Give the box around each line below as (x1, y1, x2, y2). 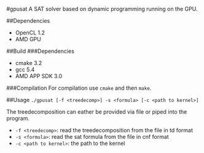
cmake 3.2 (15, 60, 42, 66)
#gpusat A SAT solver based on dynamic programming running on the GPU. (6, 6, 198, 12)
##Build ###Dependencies (6, 47, 75, 55)
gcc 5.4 (15, 66, 35, 73)
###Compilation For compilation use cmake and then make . (6, 84, 152, 92)
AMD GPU (15, 36, 41, 42)
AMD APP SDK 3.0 (15, 73, 63, 79)
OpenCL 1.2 (15, 29, 45, 36)
